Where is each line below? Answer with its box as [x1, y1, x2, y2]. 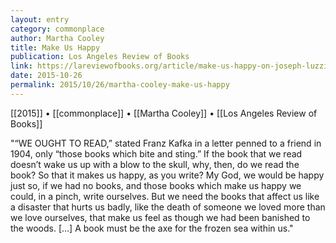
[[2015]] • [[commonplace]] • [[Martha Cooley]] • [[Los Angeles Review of [10, 107, 318, 119]
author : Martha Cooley [10, 33, 105, 43]
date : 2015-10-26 [10, 71, 83, 81]
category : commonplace [10, 24, 105, 34]
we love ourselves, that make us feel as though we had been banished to [10, 211, 311, 223]
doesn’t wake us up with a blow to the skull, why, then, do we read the [10, 158, 300, 170]
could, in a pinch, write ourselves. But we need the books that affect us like [10, 190, 320, 202]
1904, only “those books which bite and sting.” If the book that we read [10, 147, 303, 160]
